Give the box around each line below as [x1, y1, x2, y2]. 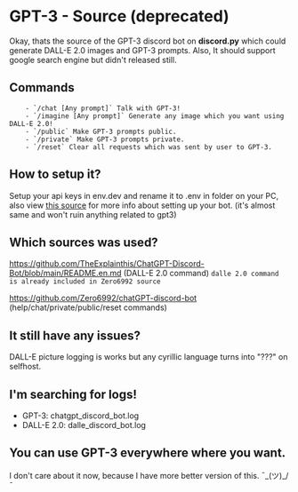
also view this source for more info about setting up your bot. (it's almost [9, 200, 276, 210]
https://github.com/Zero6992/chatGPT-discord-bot [9, 293, 197, 304]
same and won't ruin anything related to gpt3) [9, 209, 177, 219]
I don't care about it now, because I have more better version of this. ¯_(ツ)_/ [9, 470, 289, 480]
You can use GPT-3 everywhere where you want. [9, 446, 286, 461]
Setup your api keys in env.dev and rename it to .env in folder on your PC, [9, 190, 279, 201]
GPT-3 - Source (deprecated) [9, 6, 230, 27]
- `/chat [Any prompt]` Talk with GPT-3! [25, 104, 181, 113]
